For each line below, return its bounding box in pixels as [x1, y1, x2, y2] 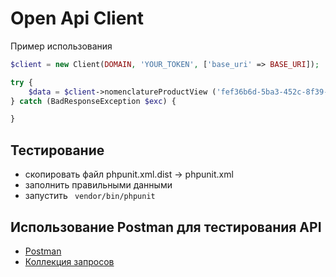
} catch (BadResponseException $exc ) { [10, 96, 177, 106]
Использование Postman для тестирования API [10, 218, 322, 236]
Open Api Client [10, 7, 144, 30]
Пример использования [10, 40, 113, 52]
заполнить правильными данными [24, 179, 173, 191]
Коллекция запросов [24, 255, 115, 267]
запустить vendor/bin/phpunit [24, 190, 156, 202]
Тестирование [10, 142, 105, 159]
